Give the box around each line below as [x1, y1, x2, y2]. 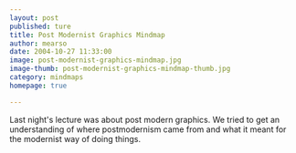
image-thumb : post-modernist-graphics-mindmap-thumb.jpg [9, 65, 231, 74]
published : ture [9, 22, 71, 31]
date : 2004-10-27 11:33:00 [9, 47, 112, 56]
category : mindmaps [9, 73, 84, 82]
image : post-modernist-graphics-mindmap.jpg [9, 56, 182, 65]
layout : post [9, 13, 59, 23]
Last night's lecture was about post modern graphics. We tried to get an [9, 114, 280, 125]
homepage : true [9, 81, 68, 90]
